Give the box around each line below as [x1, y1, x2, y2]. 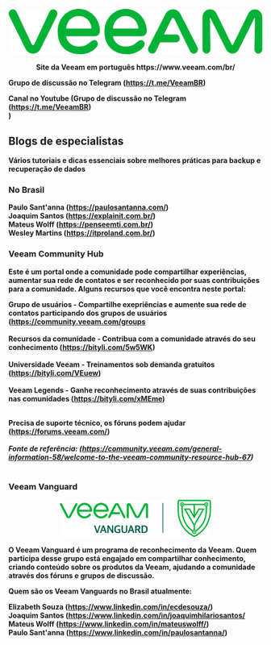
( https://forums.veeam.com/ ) [8, 427, 110, 436]
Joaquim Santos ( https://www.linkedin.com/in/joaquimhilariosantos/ [8, 610, 246, 621]
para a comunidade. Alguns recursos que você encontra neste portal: [8, 284, 246, 293]
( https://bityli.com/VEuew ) [8, 368, 102, 377]
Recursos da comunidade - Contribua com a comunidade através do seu [8, 334, 256, 343]
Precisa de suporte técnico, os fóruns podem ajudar [8, 418, 186, 427]
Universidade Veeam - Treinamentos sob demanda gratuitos [8, 360, 215, 369]
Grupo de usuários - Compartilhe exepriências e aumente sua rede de [8, 299, 247, 309]
